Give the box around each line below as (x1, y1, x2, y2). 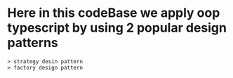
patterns (7, 35, 58, 51)
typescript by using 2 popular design (7, 20, 227, 36)
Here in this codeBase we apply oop (7, 5, 220, 21)
